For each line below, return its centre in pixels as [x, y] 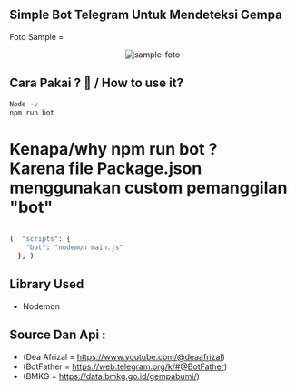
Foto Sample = [37, 36]
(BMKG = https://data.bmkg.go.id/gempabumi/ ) [111, 376]
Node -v [24, 104]
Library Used [47, 284]
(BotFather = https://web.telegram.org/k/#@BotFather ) [125, 366]
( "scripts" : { [40, 239]
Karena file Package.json [106, 168]
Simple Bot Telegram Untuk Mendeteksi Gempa [146, 15]
